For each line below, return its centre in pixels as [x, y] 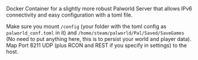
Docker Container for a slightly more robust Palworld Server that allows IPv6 [99, 9]
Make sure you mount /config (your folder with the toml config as [86, 26]
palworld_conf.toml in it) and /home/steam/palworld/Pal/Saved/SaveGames [95, 33]
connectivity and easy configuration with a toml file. [69, 15]
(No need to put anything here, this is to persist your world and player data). [99, 39]
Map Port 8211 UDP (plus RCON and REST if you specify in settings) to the [97, 45]
